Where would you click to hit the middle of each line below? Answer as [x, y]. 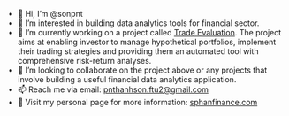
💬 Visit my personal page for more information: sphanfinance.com [137, 102]
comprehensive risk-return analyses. [84, 61]
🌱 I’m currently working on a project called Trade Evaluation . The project [149, 32]
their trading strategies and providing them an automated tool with [138, 51]
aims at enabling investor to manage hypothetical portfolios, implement [147, 42]
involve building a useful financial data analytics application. [127, 79]
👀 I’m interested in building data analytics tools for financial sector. [138, 23]
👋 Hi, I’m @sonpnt [50, 14]
